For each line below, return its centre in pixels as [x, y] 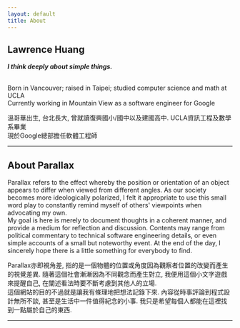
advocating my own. [37, 213]
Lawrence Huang [46, 50]
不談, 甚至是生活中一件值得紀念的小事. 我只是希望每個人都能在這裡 [124, 301]
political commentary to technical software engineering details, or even [112, 235]
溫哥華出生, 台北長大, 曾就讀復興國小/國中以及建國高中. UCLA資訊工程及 [113, 118]
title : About [27, 21]
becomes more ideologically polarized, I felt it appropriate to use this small [117, 198]
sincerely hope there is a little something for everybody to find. [100, 251]
